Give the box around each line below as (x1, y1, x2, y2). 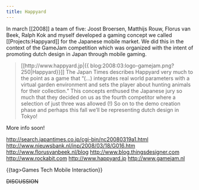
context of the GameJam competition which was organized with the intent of (6, 44, 194, 51)
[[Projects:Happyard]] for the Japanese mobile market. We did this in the (6, 38, 184, 45)
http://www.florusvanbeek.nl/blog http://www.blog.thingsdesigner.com (6, 148, 180, 155)
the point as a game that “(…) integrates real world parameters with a (20, 74, 190, 82)
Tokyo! (20, 113, 37, 120)
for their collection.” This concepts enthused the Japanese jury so (20, 87, 182, 94)
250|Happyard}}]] (20, 68, 65, 75)
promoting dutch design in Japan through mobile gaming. (6, 50, 147, 57)
